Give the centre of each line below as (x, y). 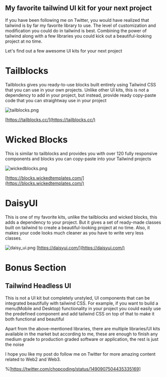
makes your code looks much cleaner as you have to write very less (74, 233)
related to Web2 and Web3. (33, 359)
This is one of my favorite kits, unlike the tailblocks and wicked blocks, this (81, 217)
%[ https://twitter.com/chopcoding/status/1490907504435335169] (73, 369)
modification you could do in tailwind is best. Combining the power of (76, 31)
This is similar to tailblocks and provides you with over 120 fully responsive (81, 153)
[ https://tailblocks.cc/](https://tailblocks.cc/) (50, 120)
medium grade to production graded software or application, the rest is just (82, 339)
